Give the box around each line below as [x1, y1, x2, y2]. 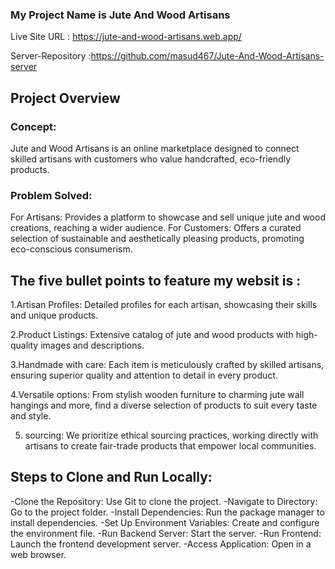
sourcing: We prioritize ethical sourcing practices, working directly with [24, 429, 319, 442]
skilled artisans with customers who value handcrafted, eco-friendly [10, 153, 292, 165]
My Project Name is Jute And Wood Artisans [10, 8, 231, 22]
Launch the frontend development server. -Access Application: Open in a [10, 538, 312, 550]
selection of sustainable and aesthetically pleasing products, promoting [10, 233, 305, 245]
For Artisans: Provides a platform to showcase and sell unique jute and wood [10, 211, 326, 223]
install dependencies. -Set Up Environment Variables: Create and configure [10, 516, 320, 528]
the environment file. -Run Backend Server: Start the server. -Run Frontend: [10, 527, 322, 539]
